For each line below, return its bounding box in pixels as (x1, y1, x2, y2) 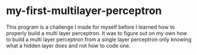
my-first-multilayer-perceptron (6, 4, 162, 18)
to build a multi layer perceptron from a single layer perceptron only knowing (6, 36, 192, 43)
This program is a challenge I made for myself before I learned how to (6, 23, 175, 30)
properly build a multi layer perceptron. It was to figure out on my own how (6, 29, 188, 36)
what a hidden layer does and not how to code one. (6, 42, 131, 49)
